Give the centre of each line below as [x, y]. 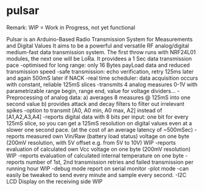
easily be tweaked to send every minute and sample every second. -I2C [97, 175]
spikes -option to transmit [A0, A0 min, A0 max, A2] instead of [84, 110]
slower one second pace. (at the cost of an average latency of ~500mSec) [100, 130]
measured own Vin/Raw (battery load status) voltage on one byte [108, 136]
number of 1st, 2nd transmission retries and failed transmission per [110, 162]
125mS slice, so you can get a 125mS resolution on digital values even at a [99, 123]
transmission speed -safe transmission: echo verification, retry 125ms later [100, 71]
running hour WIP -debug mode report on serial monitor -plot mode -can [97, 168]
